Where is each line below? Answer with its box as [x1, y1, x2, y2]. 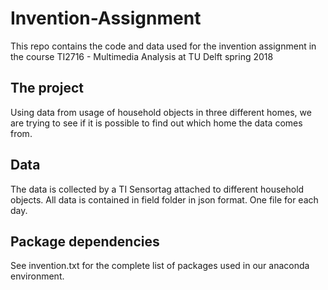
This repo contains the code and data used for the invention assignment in [10, 40, 317, 52]
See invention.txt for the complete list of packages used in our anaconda [10, 260, 310, 272]
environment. [10, 270, 65, 282]
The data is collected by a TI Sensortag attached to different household [10, 183, 305, 195]
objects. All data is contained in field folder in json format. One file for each [10, 193, 319, 206]
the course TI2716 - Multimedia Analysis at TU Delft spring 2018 [10, 50, 274, 62]
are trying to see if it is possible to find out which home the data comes [10, 117, 303, 129]
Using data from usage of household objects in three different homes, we [10, 106, 312, 118]
